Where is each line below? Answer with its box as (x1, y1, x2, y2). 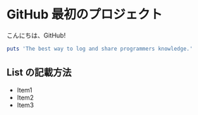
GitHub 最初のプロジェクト (6, 6, 163, 23)
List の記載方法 (6, 66, 72, 78)
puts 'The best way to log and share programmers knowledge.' (6, 45, 193, 52)
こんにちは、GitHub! (6, 31, 66, 40)
